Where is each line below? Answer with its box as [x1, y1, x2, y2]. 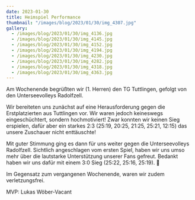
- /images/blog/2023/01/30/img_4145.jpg [11, 36, 113, 42]
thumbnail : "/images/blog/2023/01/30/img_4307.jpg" [6, 20, 136, 26]
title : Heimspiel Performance [6, 14, 81, 20]
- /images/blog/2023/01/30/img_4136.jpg [11, 31, 113, 37]
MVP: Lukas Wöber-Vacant [6, 188, 72, 196]
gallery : [6, 25, 28, 31]
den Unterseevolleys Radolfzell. [6, 92, 84, 99]
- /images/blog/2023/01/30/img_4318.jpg [11, 64, 113, 70]
